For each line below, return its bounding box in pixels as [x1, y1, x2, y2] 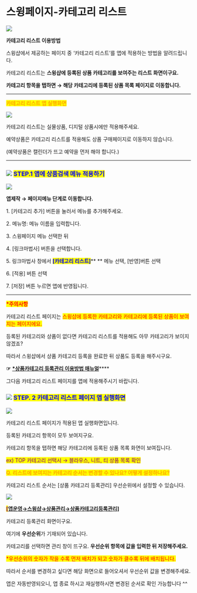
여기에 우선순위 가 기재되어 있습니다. [6, 530, 88, 537]
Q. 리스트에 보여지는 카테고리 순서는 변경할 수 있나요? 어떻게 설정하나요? [6, 469, 170, 476]
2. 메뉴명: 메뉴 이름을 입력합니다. [6, 220, 81, 227]
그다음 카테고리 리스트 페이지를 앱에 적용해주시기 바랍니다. [6, 378, 140, 385]
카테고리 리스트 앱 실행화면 [6, 99, 67, 106]
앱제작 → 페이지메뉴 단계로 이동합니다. [6, 195, 94, 203]
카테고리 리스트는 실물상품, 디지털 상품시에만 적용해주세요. [6, 123, 140, 130]
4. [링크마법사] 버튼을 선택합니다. [6, 245, 82, 252]
